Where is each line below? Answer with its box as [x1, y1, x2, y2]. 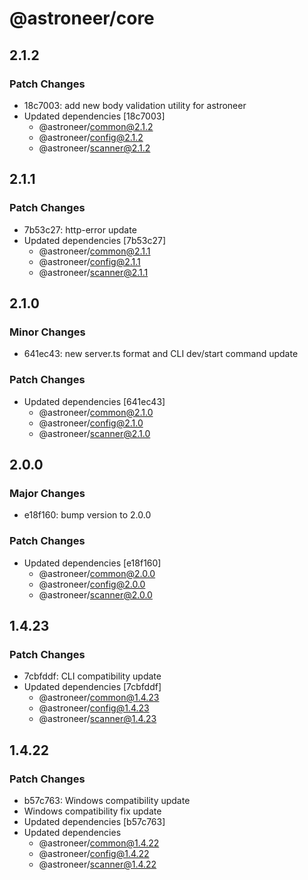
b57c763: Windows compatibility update [23, 794, 191, 806]
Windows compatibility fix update [23, 805, 162, 817]
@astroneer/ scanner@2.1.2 [38, 142, 151, 154]
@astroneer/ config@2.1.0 [38, 417, 144, 429]
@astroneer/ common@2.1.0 [38, 406, 154, 418]
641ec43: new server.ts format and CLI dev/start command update [23, 348, 299, 360]
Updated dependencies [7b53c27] [23, 234, 167, 246]
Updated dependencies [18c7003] [23, 110, 166, 122]
